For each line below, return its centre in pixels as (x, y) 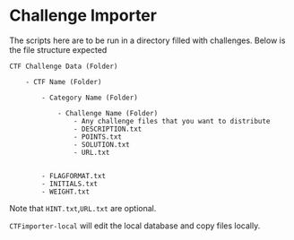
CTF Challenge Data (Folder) (64, 66)
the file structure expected (58, 49)
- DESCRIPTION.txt (108, 129)
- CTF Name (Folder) (64, 81)
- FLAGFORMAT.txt (73, 176)
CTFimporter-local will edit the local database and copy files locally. (135, 226)
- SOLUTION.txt (101, 144)
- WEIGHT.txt (66, 192)
